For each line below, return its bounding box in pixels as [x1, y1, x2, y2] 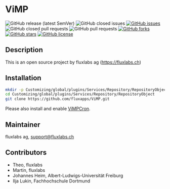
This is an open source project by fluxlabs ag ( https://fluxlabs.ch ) [5, 59, 142, 65]
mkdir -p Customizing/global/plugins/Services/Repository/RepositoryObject [5, 87, 168, 92]
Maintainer [5, 120, 40, 129]
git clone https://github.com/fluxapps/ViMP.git [5, 97, 110, 102]
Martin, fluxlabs [12, 167, 46, 173]
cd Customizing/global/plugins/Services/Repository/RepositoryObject [5, 92, 155, 97]
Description [5, 45, 43, 54]
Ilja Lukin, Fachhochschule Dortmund [12, 178, 91, 184]
